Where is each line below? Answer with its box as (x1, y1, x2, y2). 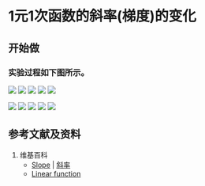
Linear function (31, 169, 81, 178)
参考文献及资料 (8, 127, 81, 141)
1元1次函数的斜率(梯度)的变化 (8, 7, 197, 25)
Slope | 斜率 (31, 160, 71, 169)
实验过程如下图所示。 (8, 66, 89, 78)
